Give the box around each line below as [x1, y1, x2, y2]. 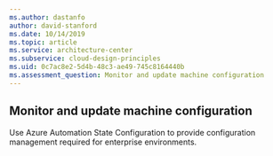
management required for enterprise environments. [9, 136, 197, 147]
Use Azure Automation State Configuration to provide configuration [9, 127, 256, 137]
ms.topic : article [9, 37, 77, 47]
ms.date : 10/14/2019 [9, 29, 86, 38]
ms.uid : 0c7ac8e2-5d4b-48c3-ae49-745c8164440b [9, 63, 185, 72]
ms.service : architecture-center [9, 46, 133, 55]
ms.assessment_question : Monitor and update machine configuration [9, 71, 265, 80]
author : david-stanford [9, 21, 98, 30]
